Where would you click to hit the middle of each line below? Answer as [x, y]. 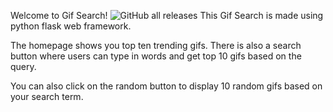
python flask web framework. [71, 26]
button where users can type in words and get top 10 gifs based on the [156, 56]
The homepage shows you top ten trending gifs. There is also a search [156, 45]
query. [23, 66]
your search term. [47, 96]
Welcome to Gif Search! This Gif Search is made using [167, 15]
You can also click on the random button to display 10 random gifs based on [166, 86]
